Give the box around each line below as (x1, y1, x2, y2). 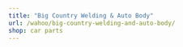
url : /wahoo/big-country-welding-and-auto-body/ (8, 19, 176, 27)
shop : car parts (8, 26, 63, 34)
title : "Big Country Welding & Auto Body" (8, 11, 154, 20)
